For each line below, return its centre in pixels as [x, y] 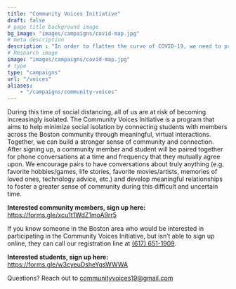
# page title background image [53, 27]
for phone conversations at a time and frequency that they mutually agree [114, 157]
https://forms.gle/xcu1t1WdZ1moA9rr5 [62, 215]
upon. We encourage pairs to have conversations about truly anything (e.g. [116, 164]
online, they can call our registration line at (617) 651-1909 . [92, 243]
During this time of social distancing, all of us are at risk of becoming [107, 112]
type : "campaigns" [34, 72]
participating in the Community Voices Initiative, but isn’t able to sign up [111, 236]
